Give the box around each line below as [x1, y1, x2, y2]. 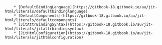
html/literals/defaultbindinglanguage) [5, 9, 88, 14]
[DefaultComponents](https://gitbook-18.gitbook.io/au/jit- [18, 13, 146, 18]
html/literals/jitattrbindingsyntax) [5, 26, 84, 31]
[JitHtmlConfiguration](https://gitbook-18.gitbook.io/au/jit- [18, 31, 153, 36]
